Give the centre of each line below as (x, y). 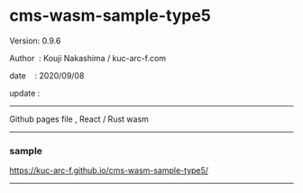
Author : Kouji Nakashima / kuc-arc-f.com (88, 58)
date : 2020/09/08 (47, 75)
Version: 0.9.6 (35, 41)
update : (25, 93)
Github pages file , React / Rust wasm (79, 119)
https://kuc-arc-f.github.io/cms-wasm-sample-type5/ (109, 170)
